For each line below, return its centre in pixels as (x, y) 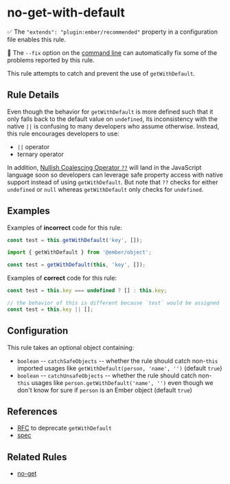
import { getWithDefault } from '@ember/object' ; (80, 252)
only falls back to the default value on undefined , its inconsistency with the (112, 119)
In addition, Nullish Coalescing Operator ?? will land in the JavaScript (104, 167)
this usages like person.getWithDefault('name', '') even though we (115, 382)
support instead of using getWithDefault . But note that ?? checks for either (113, 182)
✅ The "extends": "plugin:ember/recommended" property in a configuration (113, 32)
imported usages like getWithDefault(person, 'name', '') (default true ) (119, 368)
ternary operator (40, 154)
